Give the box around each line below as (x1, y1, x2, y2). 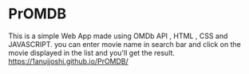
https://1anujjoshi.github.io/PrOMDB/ (8, 56, 129, 66)
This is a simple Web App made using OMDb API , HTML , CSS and (8, 31, 228, 41)
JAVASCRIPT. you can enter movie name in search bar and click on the (8, 39, 241, 49)
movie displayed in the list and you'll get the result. (8, 48, 176, 57)
